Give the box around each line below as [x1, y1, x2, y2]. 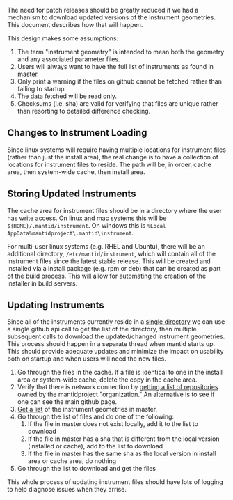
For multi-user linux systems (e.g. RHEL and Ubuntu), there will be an [7, 242, 205, 250]
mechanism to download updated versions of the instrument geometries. [7, 13, 216, 22]
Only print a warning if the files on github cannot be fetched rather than [17, 77, 223, 86]
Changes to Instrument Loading [7, 127, 147, 139]
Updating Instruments [7, 299, 104, 311]
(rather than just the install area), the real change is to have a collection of [7, 153, 219, 161]
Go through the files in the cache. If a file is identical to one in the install [17, 368, 223, 377]
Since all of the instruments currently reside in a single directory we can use [7, 318, 225, 326]
